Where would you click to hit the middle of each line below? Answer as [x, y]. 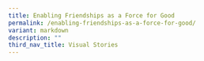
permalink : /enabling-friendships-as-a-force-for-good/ [102, 23]
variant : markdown [38, 30]
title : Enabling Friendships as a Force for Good [92, 15]
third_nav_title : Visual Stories [63, 45]
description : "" [35, 38]
